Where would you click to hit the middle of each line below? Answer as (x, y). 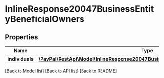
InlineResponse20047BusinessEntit (80, 9)
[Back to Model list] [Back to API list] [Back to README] (61, 71)
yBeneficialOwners (45, 19)
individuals (21, 59)
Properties (21, 37)
